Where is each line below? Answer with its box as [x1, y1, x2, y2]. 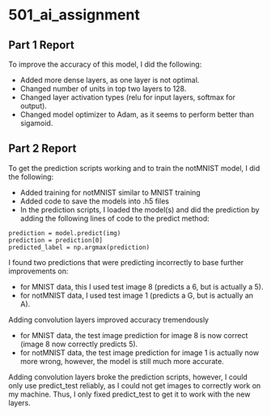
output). [19, 101, 47, 110]
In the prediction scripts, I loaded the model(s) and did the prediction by [19, 204, 260, 214]
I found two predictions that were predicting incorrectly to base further [8, 257, 244, 267]
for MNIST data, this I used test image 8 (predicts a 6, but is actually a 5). [19, 281, 265, 291]
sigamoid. [19, 118, 53, 127]
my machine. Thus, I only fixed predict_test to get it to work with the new [8, 389, 251, 399]
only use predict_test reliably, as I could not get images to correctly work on [8, 380, 261, 390]
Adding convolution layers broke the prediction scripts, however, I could [8, 371, 248, 382]
